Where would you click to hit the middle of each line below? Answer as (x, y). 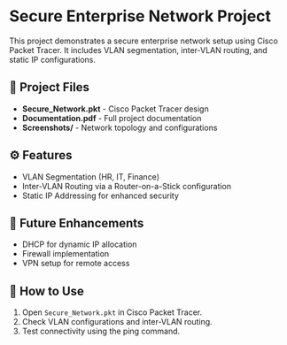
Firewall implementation (66, 254)
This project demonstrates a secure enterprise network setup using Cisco (144, 41)
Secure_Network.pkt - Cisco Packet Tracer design (116, 109)
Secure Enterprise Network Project (140, 16)
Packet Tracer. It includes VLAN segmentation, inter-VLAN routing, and (138, 50)
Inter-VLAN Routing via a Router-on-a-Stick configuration (127, 186)
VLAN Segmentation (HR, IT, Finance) (90, 176)
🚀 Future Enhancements (77, 223)
